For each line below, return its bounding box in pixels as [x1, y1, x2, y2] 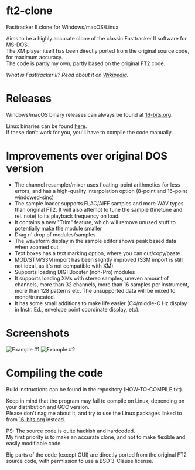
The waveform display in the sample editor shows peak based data [14, 237, 177, 244]
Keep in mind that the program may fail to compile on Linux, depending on [6, 397, 185, 404]
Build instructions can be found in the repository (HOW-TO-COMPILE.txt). [6, 386, 183, 393]
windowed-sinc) [14, 194, 54, 201]
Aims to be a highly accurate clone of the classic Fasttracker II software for [6, 35, 187, 42]
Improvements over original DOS [6, 150, 168, 163]
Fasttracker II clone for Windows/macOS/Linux [6, 23, 119, 31]
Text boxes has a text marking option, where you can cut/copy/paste [14, 249, 180, 256]
